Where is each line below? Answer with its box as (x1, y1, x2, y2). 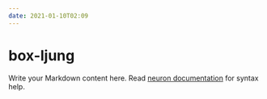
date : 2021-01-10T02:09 (8, 11, 89, 20)
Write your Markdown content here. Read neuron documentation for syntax (8, 73, 259, 83)
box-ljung (8, 46, 75, 64)
